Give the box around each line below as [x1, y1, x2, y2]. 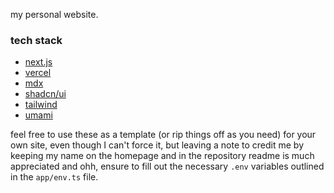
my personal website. [10, 9, 99, 20]
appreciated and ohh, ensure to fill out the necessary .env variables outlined [10, 160, 325, 173]
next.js [24, 56, 53, 68]
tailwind [24, 99, 58, 111]
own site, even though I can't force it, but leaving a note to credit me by [10, 139, 305, 151]
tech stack [10, 33, 63, 47]
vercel [24, 67, 52, 79]
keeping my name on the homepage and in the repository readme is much [10, 150, 315, 162]
